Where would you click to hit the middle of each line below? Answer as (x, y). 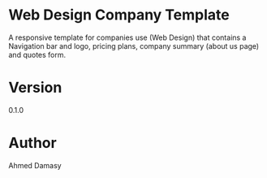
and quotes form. (37, 54)
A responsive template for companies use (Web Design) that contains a (127, 37)
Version (35, 88)
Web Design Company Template (119, 15)
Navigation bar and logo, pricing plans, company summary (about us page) (134, 46)
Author (32, 143)
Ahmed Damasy (35, 165)
